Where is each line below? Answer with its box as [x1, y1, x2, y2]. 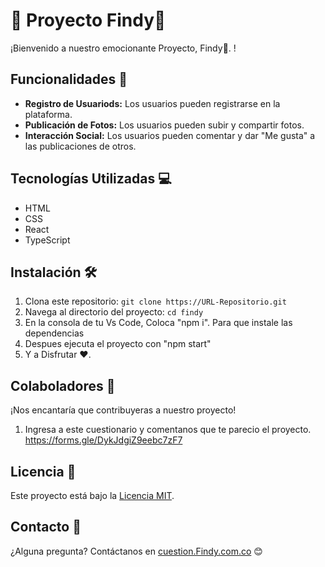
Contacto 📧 [10, 519, 82, 536]
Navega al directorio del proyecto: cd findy [24, 306, 204, 318]
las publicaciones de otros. [24, 140, 137, 152]
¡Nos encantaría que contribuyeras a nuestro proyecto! [10, 404, 237, 416]
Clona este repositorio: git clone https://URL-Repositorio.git [24, 295, 287, 308]
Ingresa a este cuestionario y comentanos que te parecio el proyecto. [24, 424, 312, 436]
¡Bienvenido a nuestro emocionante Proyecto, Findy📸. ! [10, 42, 237, 54]
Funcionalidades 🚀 [10, 71, 128, 88]
